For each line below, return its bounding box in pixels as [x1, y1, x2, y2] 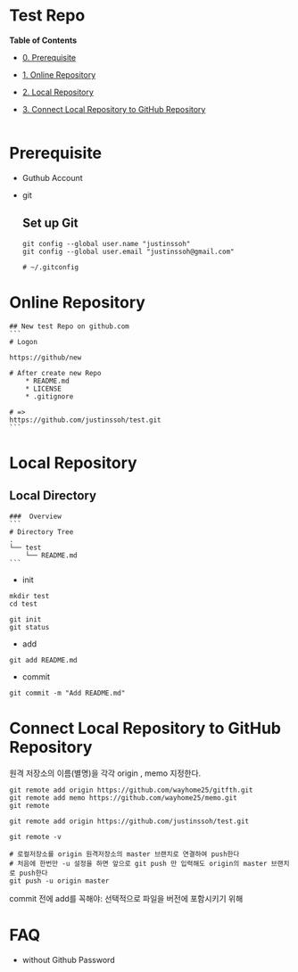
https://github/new [9, 353, 82, 362]
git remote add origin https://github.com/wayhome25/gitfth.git [9, 786, 253, 795]
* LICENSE [25, 384, 62, 393]
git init [9, 614, 42, 624]
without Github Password [21, 954, 115, 965]
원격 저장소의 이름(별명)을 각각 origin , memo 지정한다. [9, 768, 202, 778]
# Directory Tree [9, 527, 74, 536]
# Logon [9, 337, 38, 346]
